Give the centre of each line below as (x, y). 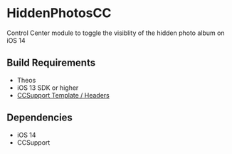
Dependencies (39, 118)
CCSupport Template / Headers (63, 95)
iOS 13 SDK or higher (48, 88)
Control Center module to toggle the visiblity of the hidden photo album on (116, 33)
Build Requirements (51, 63)
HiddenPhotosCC (59, 13)
